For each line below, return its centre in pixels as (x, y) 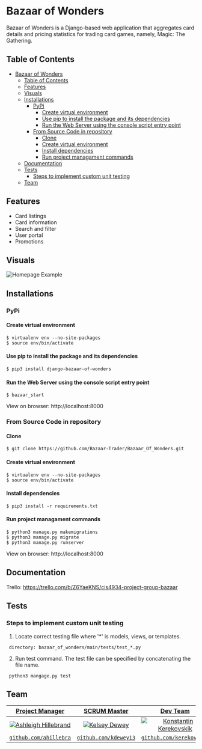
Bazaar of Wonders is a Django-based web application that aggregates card (100, 28)
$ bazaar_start (25, 395)
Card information (36, 222)
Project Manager (40, 711)
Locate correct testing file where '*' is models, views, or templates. (98, 636)
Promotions (29, 241)
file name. (27, 665)
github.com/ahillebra (40, 738)
